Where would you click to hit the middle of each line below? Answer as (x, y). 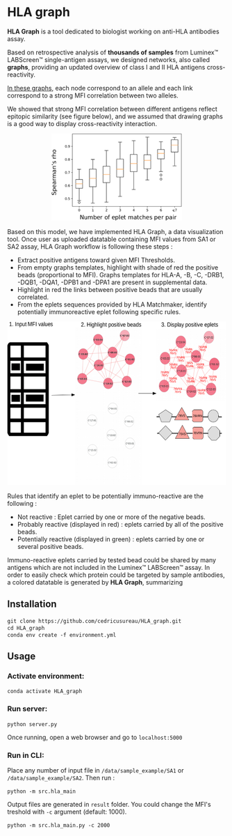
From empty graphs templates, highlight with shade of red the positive (118, 267)
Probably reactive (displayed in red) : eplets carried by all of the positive (120, 524)
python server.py (32, 724)
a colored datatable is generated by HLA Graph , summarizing (95, 582)
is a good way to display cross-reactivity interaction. (82, 123)
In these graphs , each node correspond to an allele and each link (100, 88)
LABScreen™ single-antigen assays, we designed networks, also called (109, 59)
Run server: (27, 709)
